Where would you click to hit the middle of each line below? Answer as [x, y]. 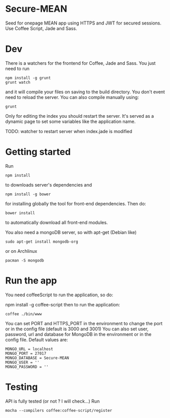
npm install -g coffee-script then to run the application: [63, 304]
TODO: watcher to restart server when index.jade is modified [69, 131]
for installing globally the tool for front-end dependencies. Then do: [76, 203]
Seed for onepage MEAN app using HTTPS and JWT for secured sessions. [83, 23]
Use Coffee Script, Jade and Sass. [41, 28]
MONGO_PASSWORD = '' [27, 367]
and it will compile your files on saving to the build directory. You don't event [85, 92]
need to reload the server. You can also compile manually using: [72, 97]
